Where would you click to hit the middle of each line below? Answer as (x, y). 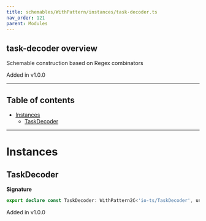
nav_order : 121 (26, 18)
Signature (19, 189)
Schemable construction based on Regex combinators (75, 63)
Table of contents (40, 100)
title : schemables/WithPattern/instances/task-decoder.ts (82, 12)
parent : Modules (27, 23)
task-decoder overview (52, 48)
